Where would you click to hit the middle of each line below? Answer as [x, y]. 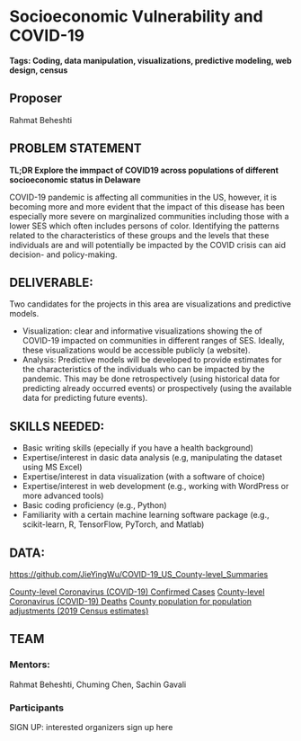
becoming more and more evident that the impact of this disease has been [147, 206]
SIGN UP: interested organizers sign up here [91, 727]
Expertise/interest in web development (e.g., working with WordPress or [155, 487]
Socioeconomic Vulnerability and [136, 17]
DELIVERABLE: [52, 282]
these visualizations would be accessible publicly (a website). [136, 350]
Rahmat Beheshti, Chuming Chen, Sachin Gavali [98, 684]
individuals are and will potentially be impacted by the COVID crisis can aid [147, 245]
